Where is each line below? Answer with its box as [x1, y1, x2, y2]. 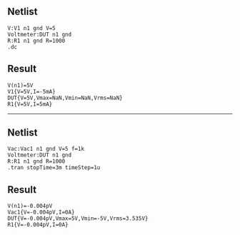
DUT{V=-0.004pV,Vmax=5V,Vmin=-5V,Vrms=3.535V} [7, 215, 149, 222]
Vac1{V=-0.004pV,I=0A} [7, 209, 75, 216]
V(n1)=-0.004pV [7, 203, 53, 210]
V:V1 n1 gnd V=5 [7, 24, 56, 31]
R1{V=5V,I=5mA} [7, 100, 53, 108]
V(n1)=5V [7, 81, 34, 89]
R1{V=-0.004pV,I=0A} [7, 221, 69, 229]
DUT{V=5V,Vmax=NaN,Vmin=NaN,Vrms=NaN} [7, 94, 123, 101]
